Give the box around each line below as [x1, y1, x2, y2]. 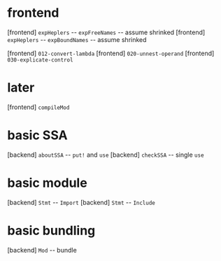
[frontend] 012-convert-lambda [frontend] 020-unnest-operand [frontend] [7, 49, 215, 57]
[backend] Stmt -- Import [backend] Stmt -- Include [7, 198, 156, 206]
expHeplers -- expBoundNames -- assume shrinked [7, 35, 147, 43]
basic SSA [7, 127, 68, 143]
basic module [7, 175, 87, 190]
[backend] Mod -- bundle [7, 246, 77, 254]
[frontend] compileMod [7, 103, 70, 111]
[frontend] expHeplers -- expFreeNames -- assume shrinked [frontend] [7, 28, 206, 36]
